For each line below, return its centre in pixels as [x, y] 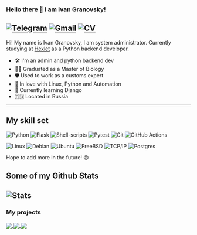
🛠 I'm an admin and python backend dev [64, 60]
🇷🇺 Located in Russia [41, 96]
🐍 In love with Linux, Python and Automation [68, 84]
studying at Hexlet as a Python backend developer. [67, 49]
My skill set [27, 120]
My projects [23, 212]
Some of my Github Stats [52, 176]
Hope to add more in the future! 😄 [47, 157]
